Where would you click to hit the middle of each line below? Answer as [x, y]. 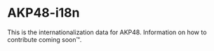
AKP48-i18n [44, 13]
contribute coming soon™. [45, 39]
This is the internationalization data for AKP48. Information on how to [107, 32]
